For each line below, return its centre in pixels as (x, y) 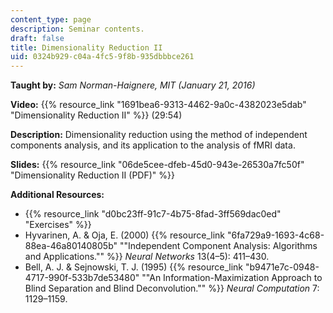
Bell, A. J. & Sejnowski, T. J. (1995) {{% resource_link (133, 267)
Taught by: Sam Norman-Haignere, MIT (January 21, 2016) (133, 85)
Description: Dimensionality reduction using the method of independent (159, 135)
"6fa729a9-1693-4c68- (275, 235)
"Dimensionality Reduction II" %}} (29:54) (96, 115)
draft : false (37, 38)
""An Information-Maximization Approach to (232, 278)
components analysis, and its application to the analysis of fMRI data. (153, 145)
